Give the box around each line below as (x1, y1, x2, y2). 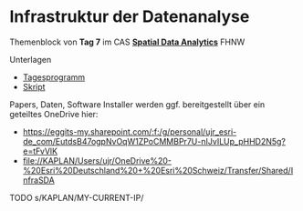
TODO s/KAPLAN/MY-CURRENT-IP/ (9, 192, 144, 203)
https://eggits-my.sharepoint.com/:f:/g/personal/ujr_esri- (22, 126, 237, 137)
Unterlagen (9, 54, 52, 65)
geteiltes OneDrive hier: (9, 108, 99, 119)
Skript (22, 81, 46, 92)
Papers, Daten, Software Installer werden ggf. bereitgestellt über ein (9, 98, 266, 110)
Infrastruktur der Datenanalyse (9, 6, 250, 27)
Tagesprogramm (22, 71, 86, 83)
